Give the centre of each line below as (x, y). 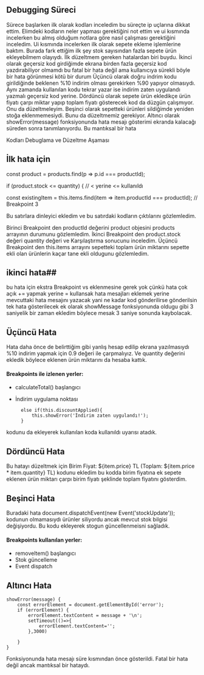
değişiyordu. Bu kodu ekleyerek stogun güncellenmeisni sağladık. (88, 526)
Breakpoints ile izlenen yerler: (45, 373)
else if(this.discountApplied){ (62, 411)
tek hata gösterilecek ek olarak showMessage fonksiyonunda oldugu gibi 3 (100, 306)
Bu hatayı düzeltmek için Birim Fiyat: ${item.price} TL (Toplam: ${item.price (100, 466)
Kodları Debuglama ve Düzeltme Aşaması (58, 140)
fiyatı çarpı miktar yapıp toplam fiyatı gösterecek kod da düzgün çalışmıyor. (100, 102)
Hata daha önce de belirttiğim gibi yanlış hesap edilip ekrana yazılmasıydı (98, 347)
